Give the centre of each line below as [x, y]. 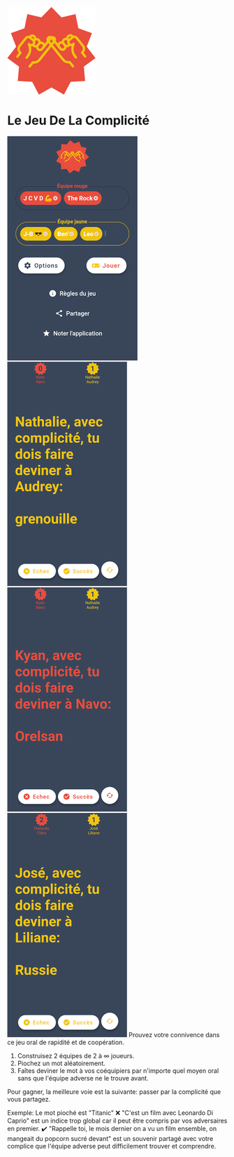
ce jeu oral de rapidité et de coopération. [66, 1042]
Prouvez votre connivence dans [174, 1034]
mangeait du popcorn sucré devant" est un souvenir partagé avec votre [110, 1138]
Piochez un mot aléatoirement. [61, 1063]
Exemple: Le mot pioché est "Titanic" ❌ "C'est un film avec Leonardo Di [110, 1112]
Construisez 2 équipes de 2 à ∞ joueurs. [76, 1055]
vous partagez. [29, 1099]
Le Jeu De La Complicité [79, 121]
